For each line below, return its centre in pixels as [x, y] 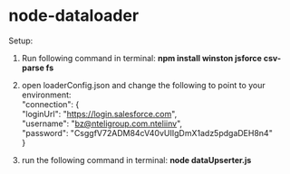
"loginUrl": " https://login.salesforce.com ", [99, 114]
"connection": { [50, 104]
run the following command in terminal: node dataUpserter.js [136, 160]
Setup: [21, 41]
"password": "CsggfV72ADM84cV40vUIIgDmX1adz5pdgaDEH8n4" [147, 133]
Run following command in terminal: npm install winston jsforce [141, 58]
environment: [46, 95]
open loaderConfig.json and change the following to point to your [144, 85]
